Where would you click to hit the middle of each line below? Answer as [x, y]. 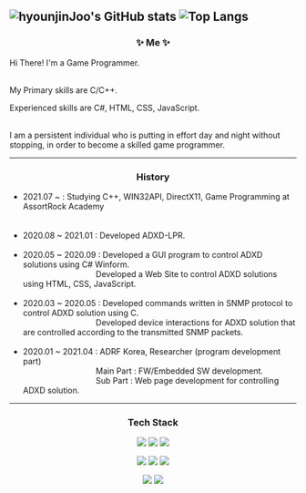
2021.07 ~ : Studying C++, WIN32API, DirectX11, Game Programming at [156, 196]
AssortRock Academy [63, 206]
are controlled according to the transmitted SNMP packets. [133, 332]
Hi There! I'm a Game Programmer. [75, 62]
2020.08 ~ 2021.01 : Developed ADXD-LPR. [104, 235]
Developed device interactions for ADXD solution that [195, 322]
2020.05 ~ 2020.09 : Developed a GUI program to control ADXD [143, 254]
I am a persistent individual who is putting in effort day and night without [145, 135]
